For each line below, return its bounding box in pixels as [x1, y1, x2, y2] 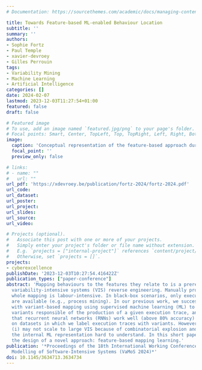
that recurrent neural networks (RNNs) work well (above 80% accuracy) [11, 315, 195, 321]
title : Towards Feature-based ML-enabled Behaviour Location [6, 19, 163, 26]
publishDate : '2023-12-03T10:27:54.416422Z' [6, 270, 120, 277]
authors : [6, 37, 28, 43]
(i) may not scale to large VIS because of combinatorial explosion [11, 326, 187, 333]
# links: [6, 164, 28, 170]
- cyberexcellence [6, 265, 52, 271]
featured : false [6, 103, 47, 109]
